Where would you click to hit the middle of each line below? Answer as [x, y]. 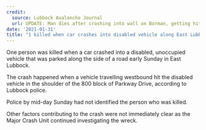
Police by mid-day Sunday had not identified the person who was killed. [97, 102]
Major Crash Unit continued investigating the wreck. [72, 121]
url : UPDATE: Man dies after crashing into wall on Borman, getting [101, 23]
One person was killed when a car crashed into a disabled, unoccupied [96, 52]
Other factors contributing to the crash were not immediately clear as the [98, 114]
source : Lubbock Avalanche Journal [57, 18]
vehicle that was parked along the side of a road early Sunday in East [94, 59]
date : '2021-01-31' [31, 29]
